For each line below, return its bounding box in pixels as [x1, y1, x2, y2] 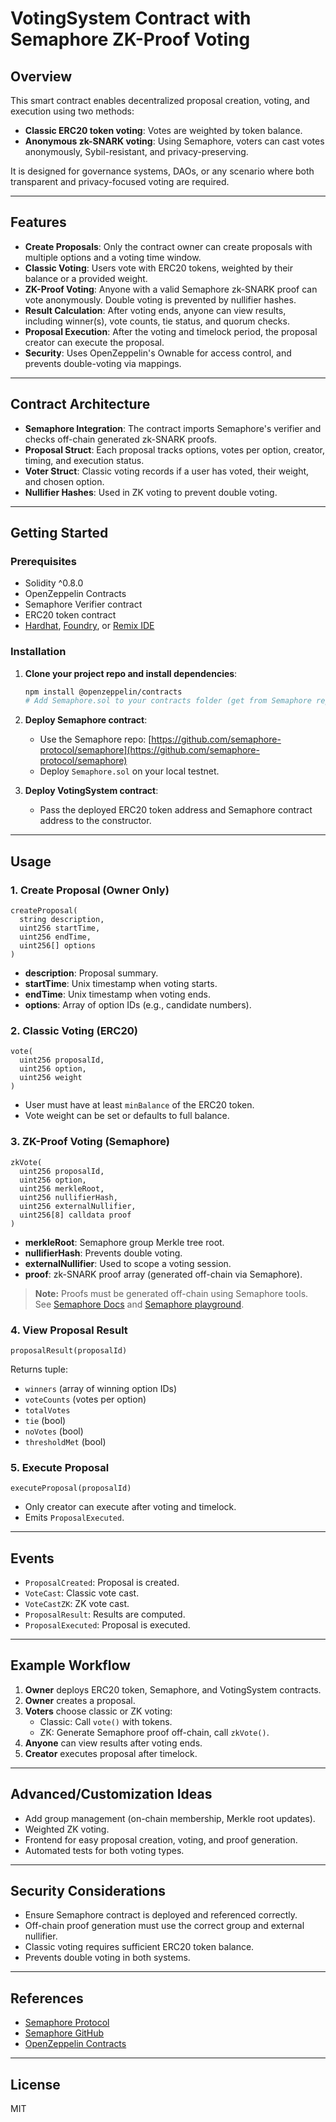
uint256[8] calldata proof [19, 1210, 132, 1220]
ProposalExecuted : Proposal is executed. [24, 1619, 191, 1631]
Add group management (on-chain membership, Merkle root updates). [24, 1812, 316, 1824]
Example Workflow [10, 1657, 131, 1674]
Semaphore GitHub [24, 2027, 105, 2039]
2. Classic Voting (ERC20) [10, 1023, 138, 1037]
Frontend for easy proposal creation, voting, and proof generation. [24, 1833, 298, 1846]
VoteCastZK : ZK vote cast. [24, 1598, 130, 1610]
